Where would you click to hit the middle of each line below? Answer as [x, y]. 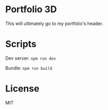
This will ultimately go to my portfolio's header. [54, 23]
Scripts [21, 44]
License [22, 89]
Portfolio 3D [31, 9]
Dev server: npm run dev [31, 58]
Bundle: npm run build [29, 68]
